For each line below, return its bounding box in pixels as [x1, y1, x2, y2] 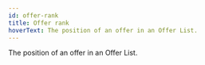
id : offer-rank [8, 11, 59, 20]
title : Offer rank [8, 19, 69, 27]
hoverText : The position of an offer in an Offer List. [8, 26, 198, 34]
